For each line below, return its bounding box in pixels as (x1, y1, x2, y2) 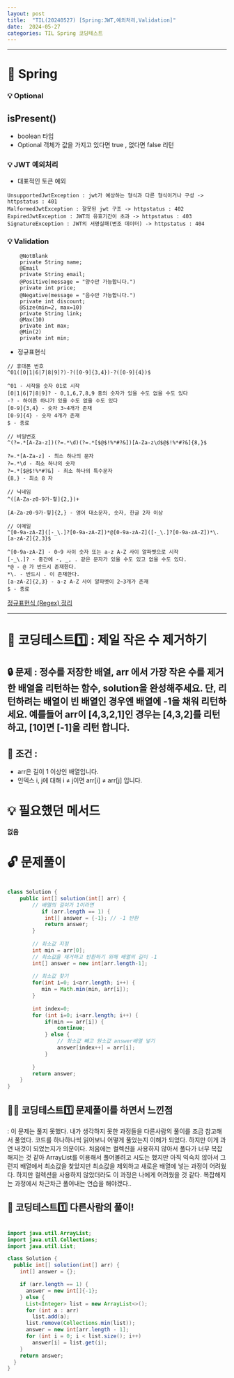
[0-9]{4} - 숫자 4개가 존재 (7, 412, 80, 419)
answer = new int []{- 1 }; (25, 1287, 98, 1294)
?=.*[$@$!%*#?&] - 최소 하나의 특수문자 (7, 467, 113, 474)
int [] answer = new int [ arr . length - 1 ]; (32, 960, 148, 967)
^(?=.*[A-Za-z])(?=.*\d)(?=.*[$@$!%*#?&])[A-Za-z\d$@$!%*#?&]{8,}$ (7, 439, 208, 446)
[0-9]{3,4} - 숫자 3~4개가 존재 (7, 404, 93, 411)
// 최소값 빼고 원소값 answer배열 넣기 (56, 1038, 155, 1045)
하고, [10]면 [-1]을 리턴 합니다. (7, 722, 130, 734)
